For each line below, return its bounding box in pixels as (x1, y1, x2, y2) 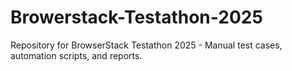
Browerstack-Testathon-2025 (10, 6, 263, 29)
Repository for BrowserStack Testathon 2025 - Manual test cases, (10, 39, 283, 51)
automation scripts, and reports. (10, 49, 143, 61)
